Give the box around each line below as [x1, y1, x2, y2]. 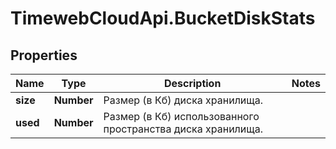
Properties [10, 47, 78, 64]
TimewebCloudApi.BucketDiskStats [10, 7, 316, 30]
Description [163, 77, 222, 90]
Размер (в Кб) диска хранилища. [103, 93, 263, 107]
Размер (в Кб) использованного [103, 110, 260, 123]
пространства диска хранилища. [103, 122, 263, 136]
